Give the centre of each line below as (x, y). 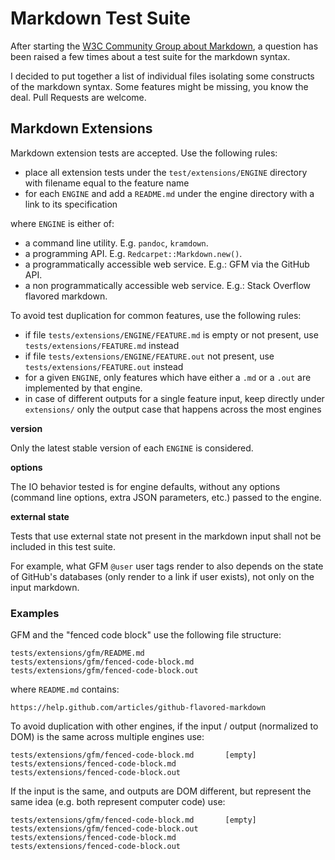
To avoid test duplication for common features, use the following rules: (156, 315)
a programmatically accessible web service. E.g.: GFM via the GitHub (167, 264)
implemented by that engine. (83, 388)
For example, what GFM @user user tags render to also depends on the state (167, 566)
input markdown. (45, 587)
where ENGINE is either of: (62, 223)
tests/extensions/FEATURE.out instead (104, 366)
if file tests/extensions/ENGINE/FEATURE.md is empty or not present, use (171, 334)
